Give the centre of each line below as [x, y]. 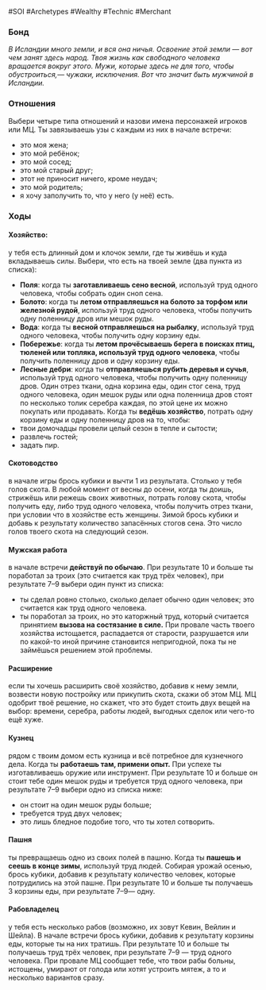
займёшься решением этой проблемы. [86, 650]
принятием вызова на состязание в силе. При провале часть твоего [137, 625]
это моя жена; [44, 144]
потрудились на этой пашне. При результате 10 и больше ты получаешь [131, 882]
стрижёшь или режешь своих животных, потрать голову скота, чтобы [127, 497]
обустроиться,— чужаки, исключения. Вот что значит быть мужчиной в [131, 75]
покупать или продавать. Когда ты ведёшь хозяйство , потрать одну [136, 411]
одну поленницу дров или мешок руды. [87, 318]
